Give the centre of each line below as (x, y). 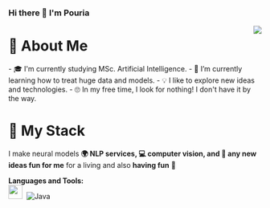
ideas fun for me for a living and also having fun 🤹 (92, 165)
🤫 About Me (48, 46)
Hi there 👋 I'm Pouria (49, 13)
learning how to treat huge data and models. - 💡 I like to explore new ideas (132, 80)
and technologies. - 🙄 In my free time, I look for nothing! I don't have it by (130, 89)
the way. (22, 98)
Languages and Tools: (46, 181)
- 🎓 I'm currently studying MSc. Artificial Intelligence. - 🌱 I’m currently (125, 68)
